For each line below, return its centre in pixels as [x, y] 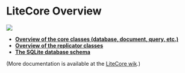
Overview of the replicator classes [59, 45]
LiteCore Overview [54, 11]
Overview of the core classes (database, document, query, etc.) [97, 39]
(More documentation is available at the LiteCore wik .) [73, 63]
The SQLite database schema [52, 52]
